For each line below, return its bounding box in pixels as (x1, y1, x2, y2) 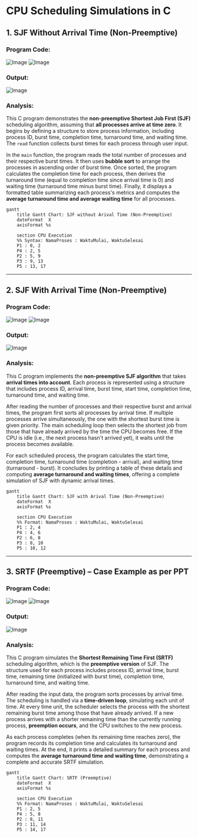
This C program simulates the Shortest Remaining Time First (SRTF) (6, 654, 174, 662)
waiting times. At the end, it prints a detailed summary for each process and (6, 746, 190, 753)
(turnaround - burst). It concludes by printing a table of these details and (6, 464, 183, 472)
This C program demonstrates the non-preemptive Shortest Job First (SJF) (6, 115, 191, 122)
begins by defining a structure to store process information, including (6, 127, 174, 135)
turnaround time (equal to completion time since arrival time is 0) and (6, 176, 174, 184)
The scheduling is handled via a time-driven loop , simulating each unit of (6, 697, 184, 704)
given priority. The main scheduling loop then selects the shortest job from (6, 421, 187, 428)
